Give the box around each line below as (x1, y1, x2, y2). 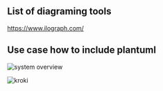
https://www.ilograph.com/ (7, 24, 85, 32)
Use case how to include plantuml (7, 44, 156, 56)
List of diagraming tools (7, 6, 112, 17)
